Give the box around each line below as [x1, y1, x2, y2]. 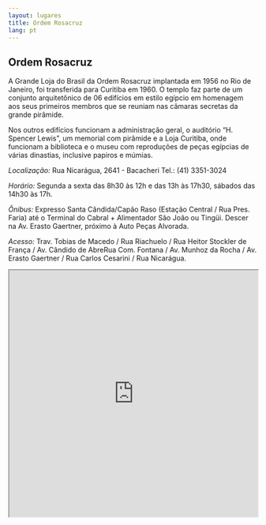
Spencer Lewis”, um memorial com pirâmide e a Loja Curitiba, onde [8, 133, 227, 143]
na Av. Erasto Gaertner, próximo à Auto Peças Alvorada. [8, 222, 189, 231]
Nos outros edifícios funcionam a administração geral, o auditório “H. [8, 126, 234, 135]
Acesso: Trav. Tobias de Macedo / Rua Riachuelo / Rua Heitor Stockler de [8, 237, 247, 246]
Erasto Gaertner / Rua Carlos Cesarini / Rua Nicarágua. [8, 253, 187, 263]
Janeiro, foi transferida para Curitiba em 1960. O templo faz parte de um [8, 84, 243, 95]
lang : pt [8, 26, 37, 34]
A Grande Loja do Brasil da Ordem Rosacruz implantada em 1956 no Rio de [8, 77, 252, 86]
